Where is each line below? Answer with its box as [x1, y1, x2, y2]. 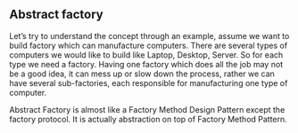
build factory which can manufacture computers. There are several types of [9, 40, 288, 51]
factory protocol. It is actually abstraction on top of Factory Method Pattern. [9, 113, 287, 124]
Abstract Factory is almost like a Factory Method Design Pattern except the [9, 104, 286, 114]
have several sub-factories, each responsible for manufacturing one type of [9, 77, 288, 88]
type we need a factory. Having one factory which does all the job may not [9, 59, 284, 69]
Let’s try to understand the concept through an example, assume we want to [9, 30, 290, 41]
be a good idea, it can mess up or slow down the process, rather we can [9, 68, 275, 79]
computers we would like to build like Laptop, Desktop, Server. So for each [9, 49, 284, 60]
